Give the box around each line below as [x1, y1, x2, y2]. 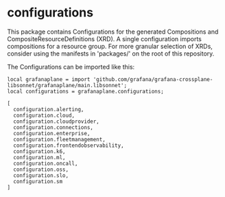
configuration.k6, [13, 148, 67, 155]
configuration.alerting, [13, 106, 84, 113]
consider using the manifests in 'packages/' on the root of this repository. [7, 49, 215, 58]
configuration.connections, [13, 124, 94, 131]
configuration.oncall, [13, 160, 78, 167]
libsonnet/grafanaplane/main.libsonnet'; [7, 82, 128, 89]
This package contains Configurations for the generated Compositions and [7, 27, 219, 36]
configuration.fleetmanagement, [13, 136, 106, 143]
